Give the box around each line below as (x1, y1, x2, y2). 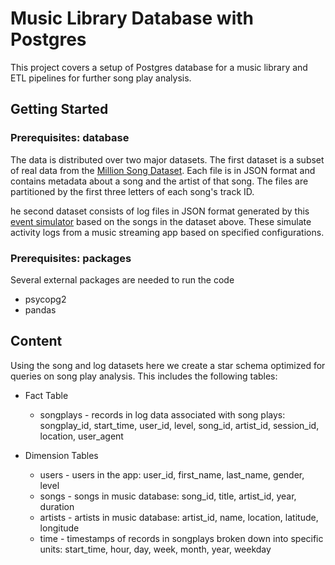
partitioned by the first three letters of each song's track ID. (10, 185, 255, 197)
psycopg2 (24, 293, 67, 305)
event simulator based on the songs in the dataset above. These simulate (10, 215, 312, 227)
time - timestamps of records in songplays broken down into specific (39, 532, 324, 544)
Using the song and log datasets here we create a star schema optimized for (10, 359, 326, 371)
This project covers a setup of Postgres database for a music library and (10, 61, 308, 73)
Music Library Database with (10, 7, 255, 30)
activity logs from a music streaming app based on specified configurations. (10, 226, 325, 238)
